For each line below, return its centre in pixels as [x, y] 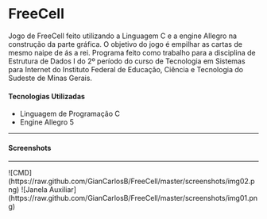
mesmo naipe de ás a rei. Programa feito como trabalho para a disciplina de [132, 52]
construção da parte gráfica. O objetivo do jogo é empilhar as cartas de [125, 44]
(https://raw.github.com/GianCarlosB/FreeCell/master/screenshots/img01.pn [133, 198]
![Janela [34, 190]
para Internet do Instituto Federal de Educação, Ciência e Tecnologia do [126, 69]
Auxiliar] [63, 190]
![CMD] [20, 173]
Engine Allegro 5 [46, 122]
